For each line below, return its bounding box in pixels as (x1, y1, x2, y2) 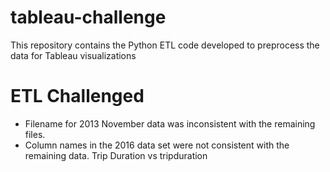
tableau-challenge (10, 6, 167, 29)
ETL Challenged (10, 85, 145, 108)
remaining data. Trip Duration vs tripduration (24, 149, 208, 161)
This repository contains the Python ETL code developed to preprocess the (10, 39, 320, 51)
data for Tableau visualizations (10, 49, 137, 61)
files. (24, 128, 46, 140)
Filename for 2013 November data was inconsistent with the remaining (24, 117, 316, 130)
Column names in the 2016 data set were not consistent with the (24, 139, 290, 151)
